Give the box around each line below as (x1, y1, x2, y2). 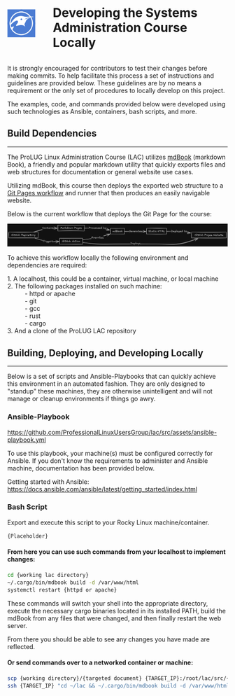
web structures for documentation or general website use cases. (7, 167, 194, 176)
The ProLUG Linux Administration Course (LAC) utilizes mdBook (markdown (7, 153, 226, 161)
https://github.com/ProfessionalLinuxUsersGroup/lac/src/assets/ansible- (7, 428, 218, 436)
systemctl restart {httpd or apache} (7, 586, 117, 593)
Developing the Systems (52, 5, 198, 21)
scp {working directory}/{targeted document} (7, 674, 142, 682)
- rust (24, 312, 41, 320)
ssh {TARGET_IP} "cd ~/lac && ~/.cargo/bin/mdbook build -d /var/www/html (7, 682, 230, 689)
